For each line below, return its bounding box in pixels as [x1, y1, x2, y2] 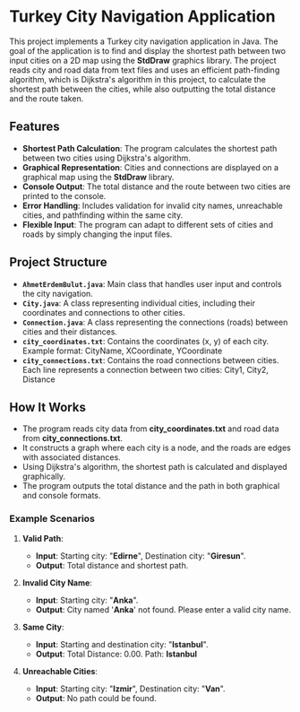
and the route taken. [9, 92, 84, 104]
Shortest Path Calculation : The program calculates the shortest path [21, 143, 278, 153]
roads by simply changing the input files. [21, 229, 173, 239]
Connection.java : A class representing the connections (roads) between [21, 317, 288, 327]
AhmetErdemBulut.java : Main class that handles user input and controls [21, 278, 282, 289]
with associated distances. [21, 452, 121, 463]
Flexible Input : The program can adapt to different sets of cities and [21, 219, 273, 230]
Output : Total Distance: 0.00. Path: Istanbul [35, 648, 198, 659]
